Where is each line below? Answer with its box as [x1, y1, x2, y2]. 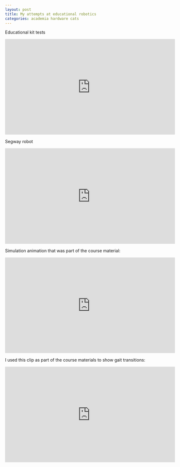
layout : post [5, 7, 32, 12]
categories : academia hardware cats [5, 16, 79, 21]
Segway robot [5, 139, 33, 145]
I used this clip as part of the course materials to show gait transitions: [5, 357, 146, 363]
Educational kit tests [5, 30, 46, 35]
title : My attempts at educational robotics [5, 12, 97, 17]
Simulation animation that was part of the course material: [5, 248, 121, 254]
